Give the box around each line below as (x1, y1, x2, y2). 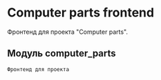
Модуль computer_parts (7, 48, 116, 59)
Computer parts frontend (7, 5, 154, 21)
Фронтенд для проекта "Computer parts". (7, 28, 128, 36)
